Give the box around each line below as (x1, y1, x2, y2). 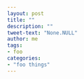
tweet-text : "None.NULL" (7, 29, 78, 36)
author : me (7, 36, 38, 43)
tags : (7, 42, 23, 49)
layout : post (7, 10, 44, 17)
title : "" (7, 16, 36, 23)
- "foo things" (7, 61, 51, 68)
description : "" (7, 23, 53, 30)
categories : (7, 55, 41, 62)
